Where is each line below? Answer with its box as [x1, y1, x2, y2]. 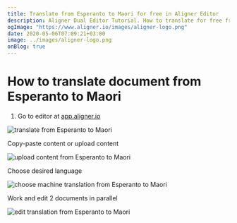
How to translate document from [7, 73, 202, 90]
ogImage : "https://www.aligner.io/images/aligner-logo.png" [7, 23, 188, 30]
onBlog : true [7, 43, 46, 50]
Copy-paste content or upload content [7, 139, 119, 147]
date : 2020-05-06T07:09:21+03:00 [7, 30, 106, 37]
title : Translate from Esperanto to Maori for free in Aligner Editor [7, 10, 219, 18]
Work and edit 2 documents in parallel [7, 193, 118, 202]
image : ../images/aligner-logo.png [7, 37, 112, 44]
